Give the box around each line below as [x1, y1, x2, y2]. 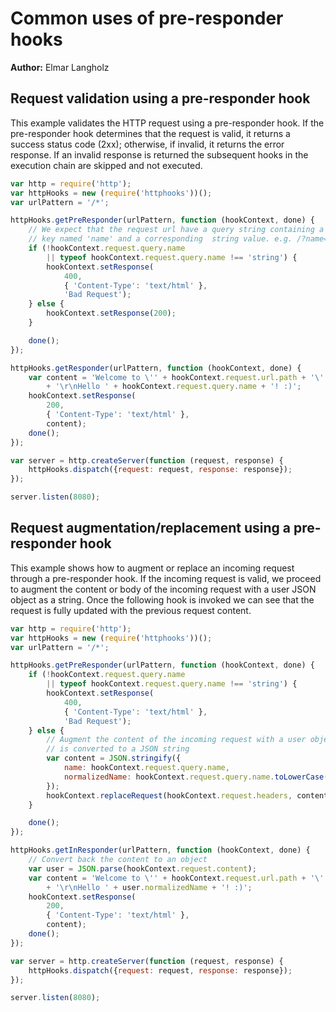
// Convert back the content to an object [28, 855, 208, 865]
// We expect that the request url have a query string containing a [28, 225, 325, 235]
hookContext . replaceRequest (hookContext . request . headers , [46, 790, 293, 801]
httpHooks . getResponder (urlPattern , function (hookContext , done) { [10, 363, 302, 373]
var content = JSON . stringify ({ [46, 753, 182, 764]
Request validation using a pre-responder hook [10, 90, 311, 107]
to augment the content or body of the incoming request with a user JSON [10, 583, 317, 595]
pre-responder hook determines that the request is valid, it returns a [10, 127, 291, 139]
